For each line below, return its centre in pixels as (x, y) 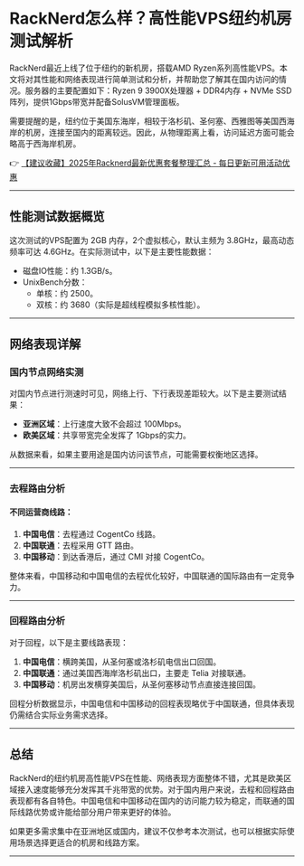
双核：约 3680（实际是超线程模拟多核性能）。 (120, 305)
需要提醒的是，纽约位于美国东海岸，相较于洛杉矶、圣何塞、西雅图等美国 (144, 121)
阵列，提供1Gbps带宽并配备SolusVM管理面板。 (97, 101)
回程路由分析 (38, 621)
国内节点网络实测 (47, 372)
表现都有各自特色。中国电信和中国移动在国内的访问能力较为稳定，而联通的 (148, 800)
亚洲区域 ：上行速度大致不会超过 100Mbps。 (104, 424)
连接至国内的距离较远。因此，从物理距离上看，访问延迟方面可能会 (171, 132)
